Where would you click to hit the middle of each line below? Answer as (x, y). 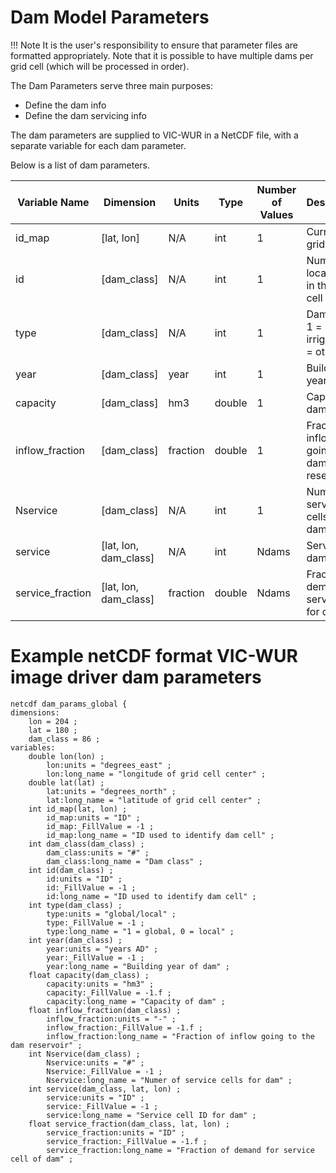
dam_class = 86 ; (64, 739)
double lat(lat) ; (66, 782)
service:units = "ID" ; (95, 1097)
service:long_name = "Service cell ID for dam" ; (151, 1115)
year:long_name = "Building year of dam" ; (138, 966)
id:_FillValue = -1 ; (91, 887)
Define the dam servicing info (85, 115)
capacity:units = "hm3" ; (100, 984)
